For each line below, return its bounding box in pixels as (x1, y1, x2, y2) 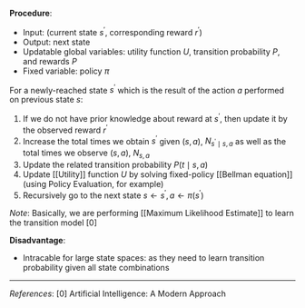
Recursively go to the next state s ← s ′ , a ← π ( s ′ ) (22, 188, 204, 201)
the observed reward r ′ (22, 123, 108, 135)
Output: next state (22, 36, 91, 47)
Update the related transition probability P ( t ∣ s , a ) (22, 159, 209, 170)
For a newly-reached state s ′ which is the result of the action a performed (9, 83, 284, 95)
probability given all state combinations (22, 262, 170, 273)
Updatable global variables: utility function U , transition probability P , (22, 45, 280, 57)
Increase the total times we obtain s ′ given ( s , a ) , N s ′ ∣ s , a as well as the (22, 134, 287, 149)
